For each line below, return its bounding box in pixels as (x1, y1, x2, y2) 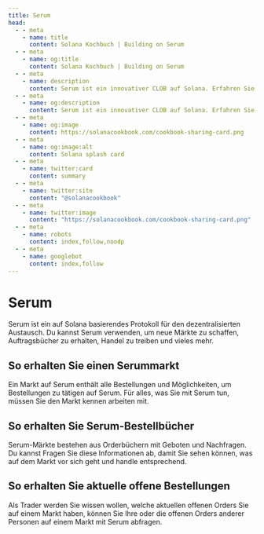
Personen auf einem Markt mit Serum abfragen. (8, 517, 163, 526)
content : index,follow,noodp (28, 238, 125, 246)
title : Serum (8, 11, 51, 20)
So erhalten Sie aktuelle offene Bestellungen (8, 480, 230, 493)
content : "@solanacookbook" (28, 194, 122, 202)
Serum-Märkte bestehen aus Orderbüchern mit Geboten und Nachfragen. (8, 440, 247, 449)
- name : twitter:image (22, 209, 97, 217)
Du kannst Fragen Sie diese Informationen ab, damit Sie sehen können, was (8, 448, 253, 458)
